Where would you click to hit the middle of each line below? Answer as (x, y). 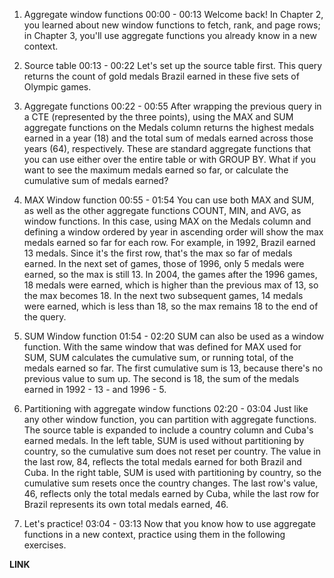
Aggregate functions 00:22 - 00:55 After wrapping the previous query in (172, 106)
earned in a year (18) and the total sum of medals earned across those (168, 138)
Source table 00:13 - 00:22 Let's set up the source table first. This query (173, 65)
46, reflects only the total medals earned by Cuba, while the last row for (171, 493)
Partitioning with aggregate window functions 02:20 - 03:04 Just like (166, 408)
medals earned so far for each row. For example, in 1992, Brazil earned (169, 242)
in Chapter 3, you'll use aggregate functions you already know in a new (170, 35)
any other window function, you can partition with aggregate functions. (170, 419)
